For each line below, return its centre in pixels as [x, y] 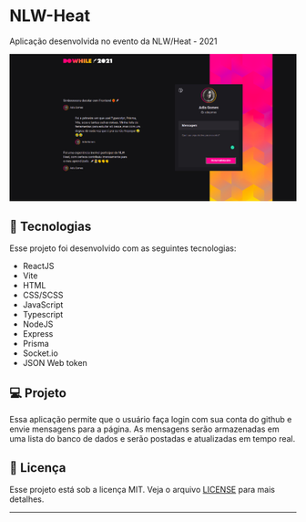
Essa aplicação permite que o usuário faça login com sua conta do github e [151, 420]
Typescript [43, 315]
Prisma [36, 344]
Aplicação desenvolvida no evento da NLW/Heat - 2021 [113, 41]
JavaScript [43, 305]
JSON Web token [55, 363]
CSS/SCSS [43, 295]
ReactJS [38, 266]
